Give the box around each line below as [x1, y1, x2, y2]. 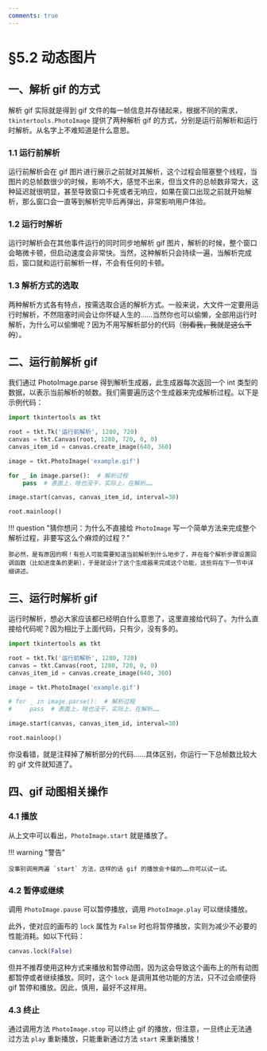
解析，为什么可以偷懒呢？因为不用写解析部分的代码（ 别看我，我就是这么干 [8, 320, 252, 329]
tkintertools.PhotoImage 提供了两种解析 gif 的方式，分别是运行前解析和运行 [8, 115, 258, 124]
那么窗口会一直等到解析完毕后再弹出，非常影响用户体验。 [21, 196, 211, 206]
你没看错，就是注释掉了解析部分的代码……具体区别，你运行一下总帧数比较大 [8, 749, 257, 758]
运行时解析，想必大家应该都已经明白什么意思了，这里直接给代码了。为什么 [8, 614, 252, 624]
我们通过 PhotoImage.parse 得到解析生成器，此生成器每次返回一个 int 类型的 [8, 378, 258, 388]
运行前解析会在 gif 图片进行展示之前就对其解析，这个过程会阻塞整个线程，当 [8, 167, 258, 176]
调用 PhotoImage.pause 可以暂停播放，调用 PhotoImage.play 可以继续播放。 [8, 904, 252, 914]
